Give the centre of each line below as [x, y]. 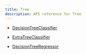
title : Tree [17, 9]
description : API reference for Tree [43, 14]
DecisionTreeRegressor [35, 46]
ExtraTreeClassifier [31, 37]
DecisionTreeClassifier [34, 27]
